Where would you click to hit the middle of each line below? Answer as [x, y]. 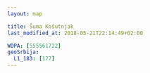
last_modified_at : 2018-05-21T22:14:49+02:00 [75, 33]
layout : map [25, 14]
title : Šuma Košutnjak [40, 26]
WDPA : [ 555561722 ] [34, 46]
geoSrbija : [23, 52]
